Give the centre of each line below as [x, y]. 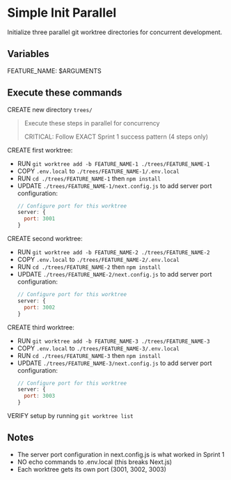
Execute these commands [65, 93]
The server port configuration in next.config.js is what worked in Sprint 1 [121, 454]
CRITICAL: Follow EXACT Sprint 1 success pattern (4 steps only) [116, 137]
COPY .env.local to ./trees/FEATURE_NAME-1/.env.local [98, 171]
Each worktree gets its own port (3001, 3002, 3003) [92, 469]
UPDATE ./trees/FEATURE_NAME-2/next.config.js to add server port [114, 274]
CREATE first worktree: [40, 150]
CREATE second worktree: [45, 239]
